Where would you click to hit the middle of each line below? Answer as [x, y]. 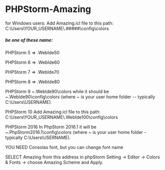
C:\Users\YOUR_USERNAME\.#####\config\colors [57, 28]
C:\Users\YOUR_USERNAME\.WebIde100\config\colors [62, 117]
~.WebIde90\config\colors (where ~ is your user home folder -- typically [80, 97]
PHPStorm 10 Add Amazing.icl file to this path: [53, 112]
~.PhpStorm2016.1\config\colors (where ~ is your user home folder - [76, 132]
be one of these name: [29, 40]
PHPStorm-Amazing [48, 9]
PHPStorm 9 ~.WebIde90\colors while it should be [57, 91]
